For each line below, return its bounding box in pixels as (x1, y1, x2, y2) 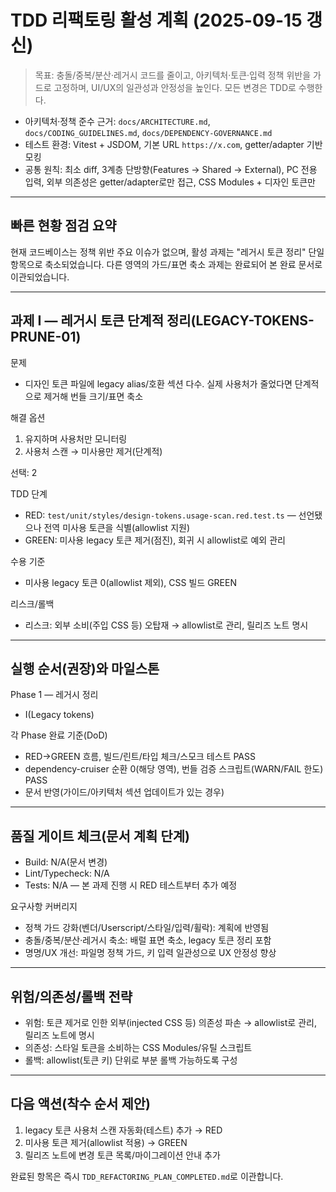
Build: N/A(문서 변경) (24, 856, 108, 868)
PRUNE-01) (10, 329, 82, 346)
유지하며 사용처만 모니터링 (24, 432, 128, 445)
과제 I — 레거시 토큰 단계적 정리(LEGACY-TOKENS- (10, 312, 315, 330)
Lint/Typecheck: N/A (24, 867, 110, 880)
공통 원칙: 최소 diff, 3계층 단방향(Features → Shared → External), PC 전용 (24, 163, 318, 175)
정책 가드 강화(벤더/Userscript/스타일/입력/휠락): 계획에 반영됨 (24, 922, 270, 934)
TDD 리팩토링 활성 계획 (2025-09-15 (10, 9, 303, 32)
